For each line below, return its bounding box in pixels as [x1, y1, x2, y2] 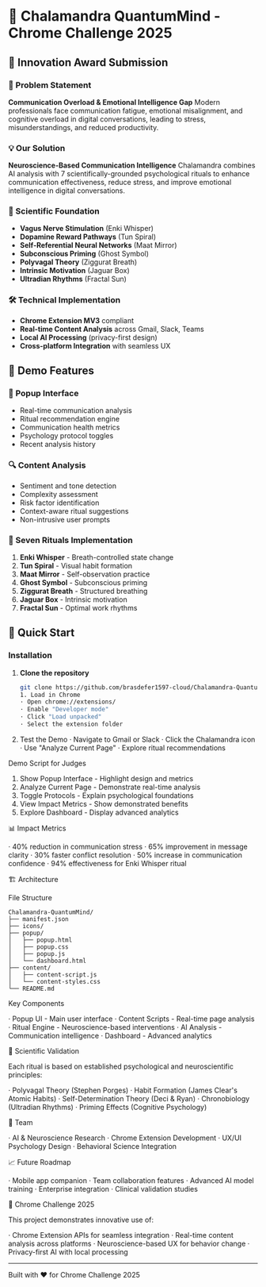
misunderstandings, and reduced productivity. [8, 122, 159, 132]
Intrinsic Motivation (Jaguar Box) [19, 266, 131, 276]
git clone [19, 683, 53, 692]
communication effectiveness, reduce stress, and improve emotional [8, 178, 232, 187]
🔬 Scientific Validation [8, 1046, 80, 1055]
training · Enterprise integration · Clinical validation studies [8, 1184, 198, 1193]
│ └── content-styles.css [8, 977, 101, 985]
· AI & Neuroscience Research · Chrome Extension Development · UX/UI [8, 1133, 242, 1143]
